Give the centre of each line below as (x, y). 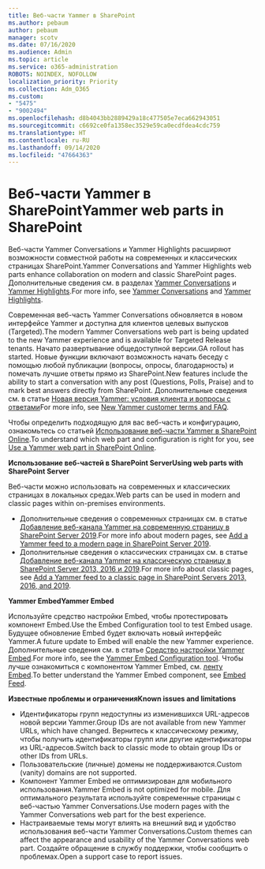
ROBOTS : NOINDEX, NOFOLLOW (52, 74)
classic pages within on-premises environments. (87, 504)
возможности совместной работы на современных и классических (123, 258)
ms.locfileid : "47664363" (50, 155)
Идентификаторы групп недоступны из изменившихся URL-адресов (134, 714)
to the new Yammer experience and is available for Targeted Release (119, 340)
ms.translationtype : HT (47, 133)
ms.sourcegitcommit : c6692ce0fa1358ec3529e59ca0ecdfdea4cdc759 (114, 125)
